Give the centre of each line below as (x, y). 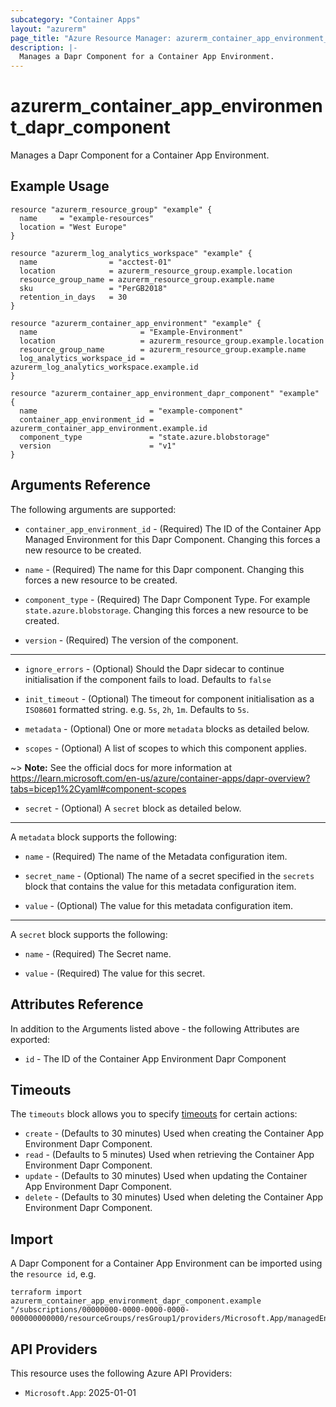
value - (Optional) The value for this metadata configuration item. (158, 905)
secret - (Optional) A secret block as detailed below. (133, 808)
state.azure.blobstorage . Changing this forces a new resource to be (166, 610)
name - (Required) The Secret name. (98, 953)
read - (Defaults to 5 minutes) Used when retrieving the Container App (169, 1155)
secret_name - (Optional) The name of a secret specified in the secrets (169, 875)
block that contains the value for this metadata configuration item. (160, 886)
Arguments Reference (81, 485)
